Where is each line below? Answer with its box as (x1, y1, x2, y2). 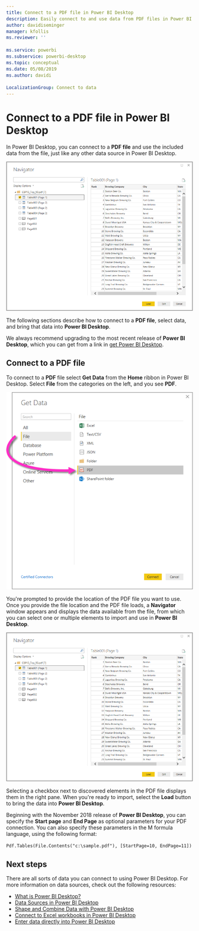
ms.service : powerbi (6, 48, 57, 53)
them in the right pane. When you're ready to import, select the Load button (6, 794, 191, 801)
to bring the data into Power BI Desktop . (6, 800, 105, 807)
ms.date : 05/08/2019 (6, 66, 57, 72)
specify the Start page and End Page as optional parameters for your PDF (6, 818, 187, 825)
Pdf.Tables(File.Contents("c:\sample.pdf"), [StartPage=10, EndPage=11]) (6, 843, 192, 849)
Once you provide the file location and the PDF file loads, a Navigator (6, 601, 176, 608)
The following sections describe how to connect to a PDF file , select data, (6, 317, 187, 324)
